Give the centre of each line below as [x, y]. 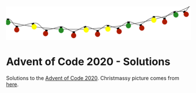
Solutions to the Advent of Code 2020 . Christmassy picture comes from [93, 78]
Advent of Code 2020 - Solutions [88, 62]
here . [12, 84]
